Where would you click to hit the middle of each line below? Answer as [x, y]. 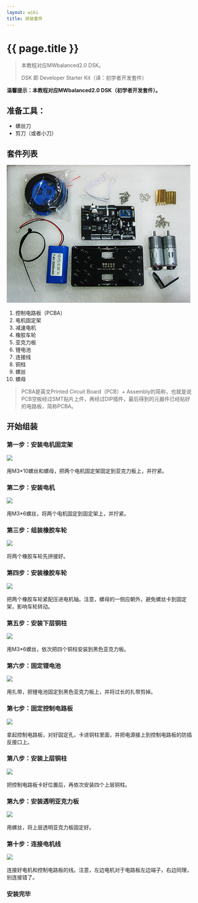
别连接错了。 [22, 877]
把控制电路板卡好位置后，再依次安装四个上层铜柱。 [68, 784]
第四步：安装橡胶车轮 [37, 573]
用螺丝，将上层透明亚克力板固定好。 [51, 827]
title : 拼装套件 [25, 19]
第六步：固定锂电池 [34, 665]
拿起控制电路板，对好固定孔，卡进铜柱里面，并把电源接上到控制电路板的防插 [99, 734]
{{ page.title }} [43, 49]
